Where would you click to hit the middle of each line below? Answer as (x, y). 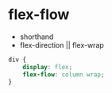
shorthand (37, 37)
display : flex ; (48, 67)
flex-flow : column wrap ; (64, 74)
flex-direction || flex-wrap (62, 45)
